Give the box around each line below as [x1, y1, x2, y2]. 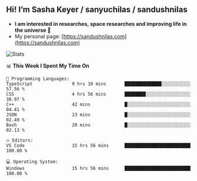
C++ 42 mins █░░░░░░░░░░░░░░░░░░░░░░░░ [6, 101, 191, 108]
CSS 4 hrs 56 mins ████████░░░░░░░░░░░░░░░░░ [6, 91, 191, 97]
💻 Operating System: [6, 159, 59, 165]
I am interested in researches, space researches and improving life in [14, 20, 187, 27]
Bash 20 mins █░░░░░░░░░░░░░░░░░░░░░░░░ [6, 122, 191, 128]
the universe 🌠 [14, 26, 51, 33]
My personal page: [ [14, 32, 64, 40]
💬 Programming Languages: [6, 76, 69, 82]
